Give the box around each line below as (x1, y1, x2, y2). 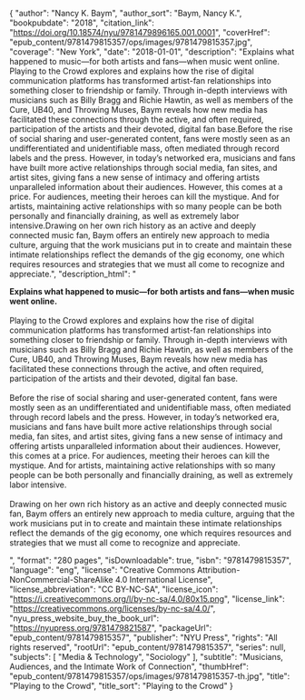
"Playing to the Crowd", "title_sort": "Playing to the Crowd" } (9, 681, 234, 691)
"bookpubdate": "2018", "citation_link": (9, 17, 154, 28)
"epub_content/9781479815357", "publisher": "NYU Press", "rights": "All (9, 632, 279, 643)
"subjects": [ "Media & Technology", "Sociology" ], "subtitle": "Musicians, (9, 652, 284, 662)
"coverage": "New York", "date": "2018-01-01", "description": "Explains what (9, 46, 295, 57)
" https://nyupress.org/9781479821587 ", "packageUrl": (9, 623, 212, 633)
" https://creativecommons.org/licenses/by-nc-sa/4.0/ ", (9, 604, 216, 614)
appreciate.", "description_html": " (9, 268, 137, 279)
